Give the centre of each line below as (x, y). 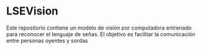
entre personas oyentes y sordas (47, 40)
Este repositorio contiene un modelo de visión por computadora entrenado (99, 28)
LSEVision (32, 11)
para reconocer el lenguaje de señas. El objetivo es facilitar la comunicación (101, 34)
